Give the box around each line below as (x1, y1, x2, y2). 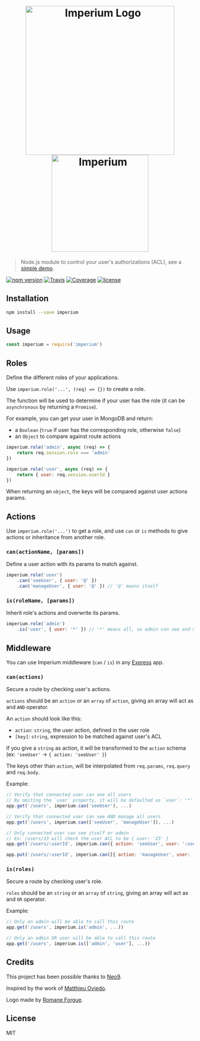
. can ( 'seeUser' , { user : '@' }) (17, 577, 97, 584)
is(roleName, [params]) (6, 598, 76, 604)
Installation (6, 294, 49, 304)
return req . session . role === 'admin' (17, 450, 111, 456)
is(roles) (6, 866, 35, 873)
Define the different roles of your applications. (6, 374, 119, 381)
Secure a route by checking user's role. (6, 878, 103, 885)
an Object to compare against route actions (14, 433, 121, 440)
